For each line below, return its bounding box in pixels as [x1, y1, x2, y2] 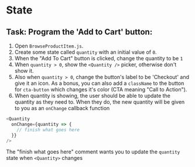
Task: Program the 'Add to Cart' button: [6, 27, 153, 37]
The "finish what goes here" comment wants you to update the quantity [6, 148, 180, 155]
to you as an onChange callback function [14, 105, 110, 111]
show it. [14, 67, 34, 74]
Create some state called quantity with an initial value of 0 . [14, 49, 157, 56]
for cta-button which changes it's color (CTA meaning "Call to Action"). [14, 86, 187, 93]
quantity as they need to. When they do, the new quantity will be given [14, 98, 185, 105]
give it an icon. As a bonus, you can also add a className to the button [14, 80, 184, 87]
